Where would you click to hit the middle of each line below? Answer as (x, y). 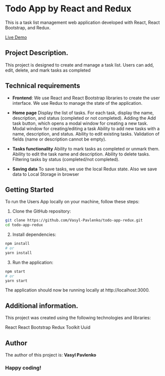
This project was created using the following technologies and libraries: (78, 318)
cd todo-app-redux (24, 225)
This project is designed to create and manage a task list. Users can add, (80, 65)
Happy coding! (23, 368)
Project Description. (37, 53)
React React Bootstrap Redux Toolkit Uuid (48, 327)
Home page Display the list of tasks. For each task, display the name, (83, 113)
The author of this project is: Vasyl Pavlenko (51, 355)
